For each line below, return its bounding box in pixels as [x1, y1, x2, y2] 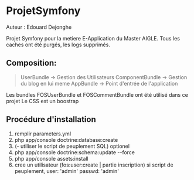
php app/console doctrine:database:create [14, 136, 118, 143]
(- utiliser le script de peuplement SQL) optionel [14, 142, 130, 150]
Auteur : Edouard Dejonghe [6, 23, 72, 30]
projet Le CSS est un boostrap [6, 97, 79, 104]
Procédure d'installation [6, 114, 96, 124]
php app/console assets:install [14, 155, 89, 162]
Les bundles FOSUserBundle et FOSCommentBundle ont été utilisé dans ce [6, 91, 189, 98]
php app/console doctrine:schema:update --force [14, 148, 135, 156]
